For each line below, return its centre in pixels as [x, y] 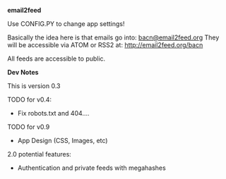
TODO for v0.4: [29, 99]
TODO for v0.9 [29, 127]
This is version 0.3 [34, 86]
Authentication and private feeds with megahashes [91, 168]
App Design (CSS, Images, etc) [63, 141]
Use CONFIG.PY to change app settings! [66, 24]
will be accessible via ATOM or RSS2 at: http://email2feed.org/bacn [105, 45]
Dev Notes [23, 72]
